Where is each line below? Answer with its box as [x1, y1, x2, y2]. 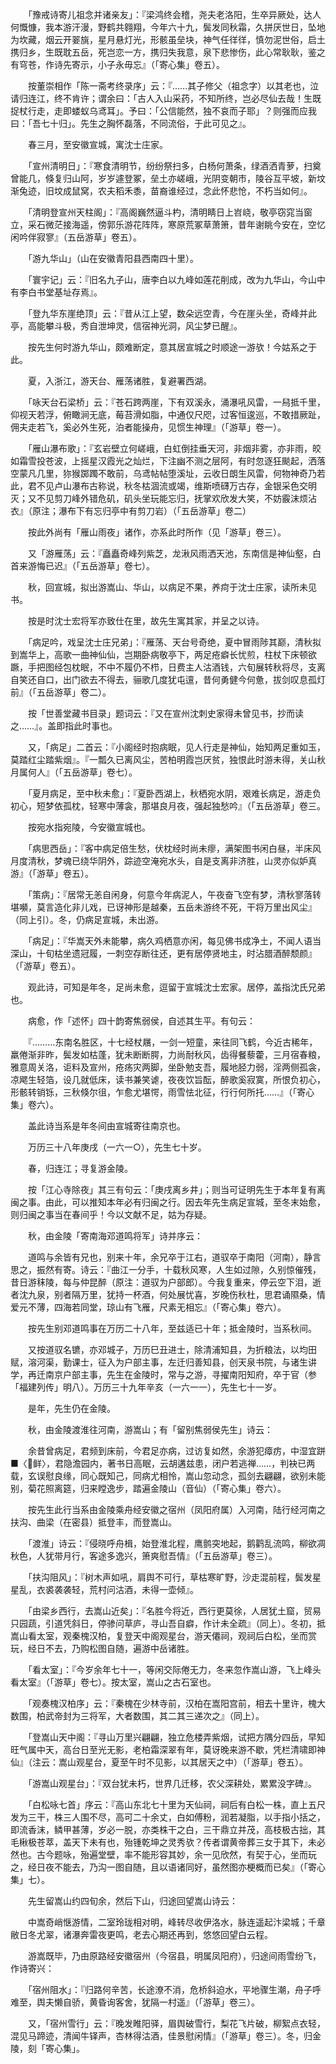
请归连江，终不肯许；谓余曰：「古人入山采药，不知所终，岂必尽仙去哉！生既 [10, 93, 322, 104]
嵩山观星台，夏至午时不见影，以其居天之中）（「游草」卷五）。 [58, 1756, 308, 1768]
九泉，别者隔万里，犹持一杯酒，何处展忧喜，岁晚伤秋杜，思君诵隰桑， [27, 1289, 317, 1300]
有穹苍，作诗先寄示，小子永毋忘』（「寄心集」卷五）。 [10, 59, 225, 70]
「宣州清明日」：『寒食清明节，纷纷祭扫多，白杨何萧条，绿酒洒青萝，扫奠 [27, 160, 322, 172]
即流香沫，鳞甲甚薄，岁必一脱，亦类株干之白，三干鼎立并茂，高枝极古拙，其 [10, 1824, 326, 1835]
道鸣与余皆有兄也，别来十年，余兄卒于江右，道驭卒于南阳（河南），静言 [27, 1251, 322, 1263]
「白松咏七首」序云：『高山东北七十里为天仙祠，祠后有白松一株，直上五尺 [27, 1799, 326, 1810]
